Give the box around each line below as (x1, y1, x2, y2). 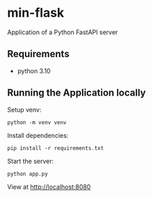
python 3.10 (17, 66, 51, 75)
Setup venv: (7, 105, 42, 114)
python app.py (7, 170, 49, 177)
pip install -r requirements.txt (7, 144, 104, 151)
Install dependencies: (7, 131, 69, 139)
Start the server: (7, 157, 54, 165)
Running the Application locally (7, 87, 146, 99)
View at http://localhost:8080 (7, 183, 91, 191)
